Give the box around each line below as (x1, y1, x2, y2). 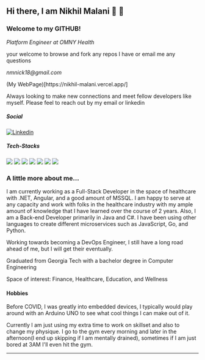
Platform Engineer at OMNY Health (6, 38, 95, 46)
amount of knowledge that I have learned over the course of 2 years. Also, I (6, 207, 196, 214)
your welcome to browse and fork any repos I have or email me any (6, 50, 176, 58)
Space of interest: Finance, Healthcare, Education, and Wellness (6, 275, 168, 282)
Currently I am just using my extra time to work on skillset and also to (6, 321, 180, 329)
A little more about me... (6, 174, 79, 182)
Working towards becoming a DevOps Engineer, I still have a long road (6, 238, 183, 246)
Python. (6, 227, 26, 234)
